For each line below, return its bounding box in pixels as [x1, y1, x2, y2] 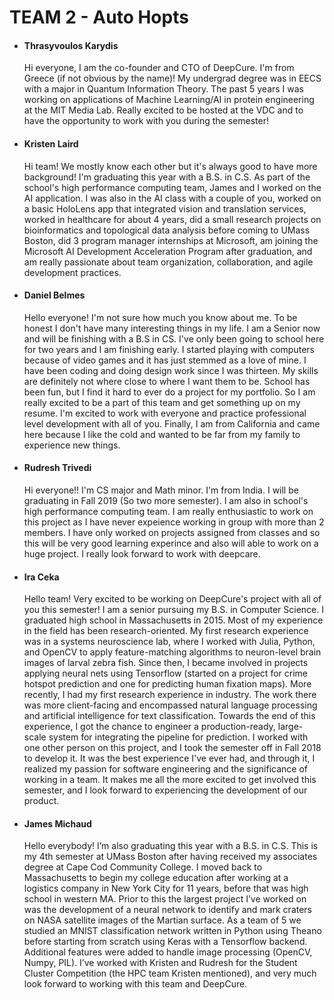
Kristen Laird [23, 137, 79, 150]
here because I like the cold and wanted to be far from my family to [23, 428, 301, 440]
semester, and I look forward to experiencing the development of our [23, 784, 308, 796]
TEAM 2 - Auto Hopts [9, 6, 189, 29]
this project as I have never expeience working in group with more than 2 [23, 516, 325, 528]
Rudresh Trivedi [23, 462, 92, 474]
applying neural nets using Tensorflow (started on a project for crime [23, 667, 308, 680]
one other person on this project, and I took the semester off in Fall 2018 [23, 742, 322, 754]
